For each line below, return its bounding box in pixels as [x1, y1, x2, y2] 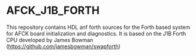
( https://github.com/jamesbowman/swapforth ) [6, 43, 121, 50]
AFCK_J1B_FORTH [6, 4, 100, 17]
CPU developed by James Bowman [6, 36, 94, 43]
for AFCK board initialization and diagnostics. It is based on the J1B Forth [6, 30, 186, 37]
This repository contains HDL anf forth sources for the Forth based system [6, 23, 191, 31]
